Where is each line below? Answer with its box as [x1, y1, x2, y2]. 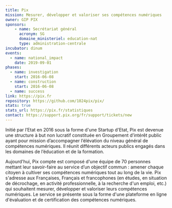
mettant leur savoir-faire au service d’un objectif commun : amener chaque [5, 164, 164, 170]
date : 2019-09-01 [14, 60, 52, 65]
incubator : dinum [5, 46, 43, 51]
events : [5, 50, 22, 55]
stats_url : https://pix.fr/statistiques [5, 108, 93, 113]
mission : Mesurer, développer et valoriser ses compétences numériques [5, 12, 162, 17]
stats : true [5, 103, 31, 108]
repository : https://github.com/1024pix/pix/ [5, 98, 104, 103]
